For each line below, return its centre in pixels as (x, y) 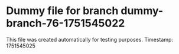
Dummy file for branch (62, 11)
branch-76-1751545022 (66, 23)
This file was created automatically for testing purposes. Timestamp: (89, 39)
